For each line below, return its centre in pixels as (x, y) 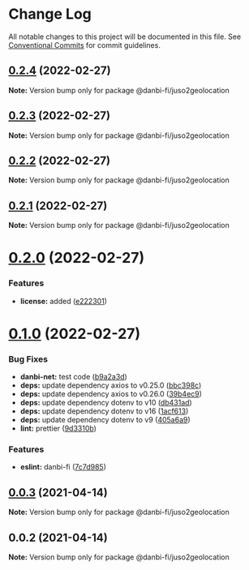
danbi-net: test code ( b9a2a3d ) (73, 377)
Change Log (50, 14)
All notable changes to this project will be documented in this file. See (125, 36)
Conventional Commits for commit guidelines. (84, 45)
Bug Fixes (28, 359)
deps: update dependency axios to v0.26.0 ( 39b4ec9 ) (111, 394)
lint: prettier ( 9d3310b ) (58, 429)
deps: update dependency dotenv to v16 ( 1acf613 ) (104, 411)
